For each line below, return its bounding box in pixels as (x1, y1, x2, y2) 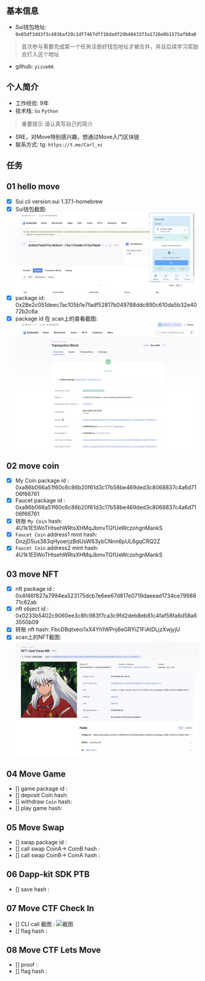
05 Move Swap (6, 822, 64, 833)
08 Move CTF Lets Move (6, 945, 101, 955)
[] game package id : (15, 785, 68, 792)
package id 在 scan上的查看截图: (15, 315, 98, 323)
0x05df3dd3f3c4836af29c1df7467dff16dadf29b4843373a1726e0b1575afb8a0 (15, 31, 197, 37)
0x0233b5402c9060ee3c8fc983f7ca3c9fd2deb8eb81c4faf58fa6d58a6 (15, 612, 197, 620)
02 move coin (6, 460, 59, 471)
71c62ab (15, 599, 37, 606)
